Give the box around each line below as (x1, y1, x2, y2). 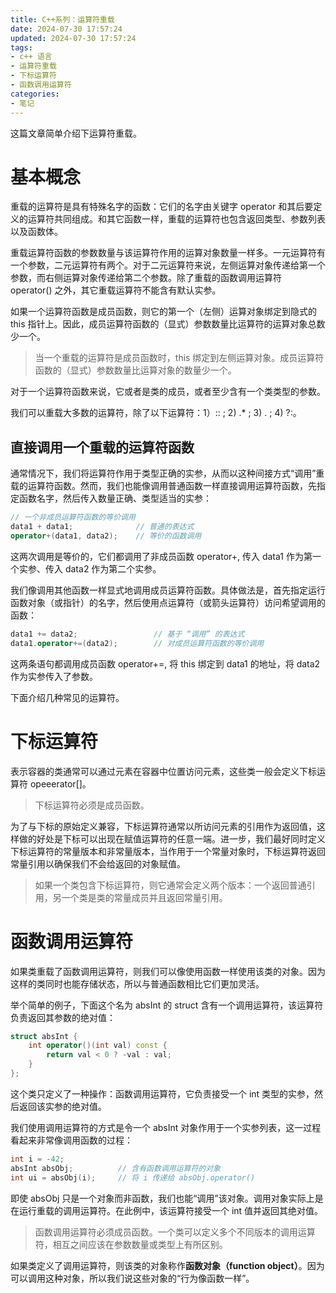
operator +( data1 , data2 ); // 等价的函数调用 (10, 531, 202, 541)
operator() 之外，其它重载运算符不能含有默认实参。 (10, 284, 222, 296)
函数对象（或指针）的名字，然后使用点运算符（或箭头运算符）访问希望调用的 (10, 596, 326, 608)
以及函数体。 (10, 226, 63, 238)
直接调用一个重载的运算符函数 (10, 439, 195, 456)
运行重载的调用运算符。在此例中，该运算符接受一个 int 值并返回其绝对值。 (18, 1204, 324, 1216)
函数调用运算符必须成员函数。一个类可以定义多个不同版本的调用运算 (34, 1226, 316, 1238)
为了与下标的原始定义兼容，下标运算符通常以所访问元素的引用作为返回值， (10, 820, 317, 832)
